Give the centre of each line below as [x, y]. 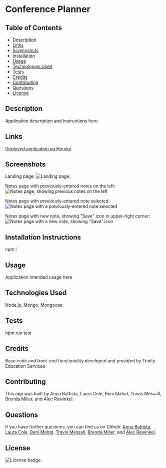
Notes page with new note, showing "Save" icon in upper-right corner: [78, 216]
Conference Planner [48, 9]
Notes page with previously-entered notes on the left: [60, 186]
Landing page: [20, 176]
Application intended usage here [39, 277]
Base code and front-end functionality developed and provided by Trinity [80, 361]
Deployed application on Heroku [38, 148]
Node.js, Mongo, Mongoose [34, 305]
